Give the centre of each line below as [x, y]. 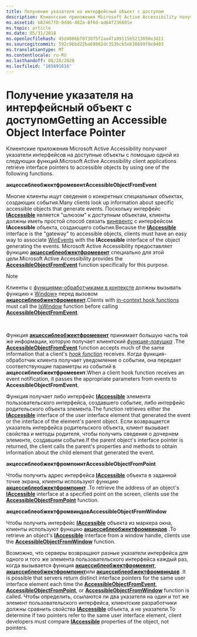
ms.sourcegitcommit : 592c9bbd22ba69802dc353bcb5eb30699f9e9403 [85, 45]
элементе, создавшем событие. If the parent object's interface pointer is [95, 440]
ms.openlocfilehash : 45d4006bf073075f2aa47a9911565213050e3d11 [85, 39]
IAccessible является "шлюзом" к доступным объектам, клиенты [88, 215]
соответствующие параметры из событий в [61, 367]
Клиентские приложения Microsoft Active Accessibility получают [86, 149]
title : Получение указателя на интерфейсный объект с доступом [85, 11]
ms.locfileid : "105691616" [39, 66]
